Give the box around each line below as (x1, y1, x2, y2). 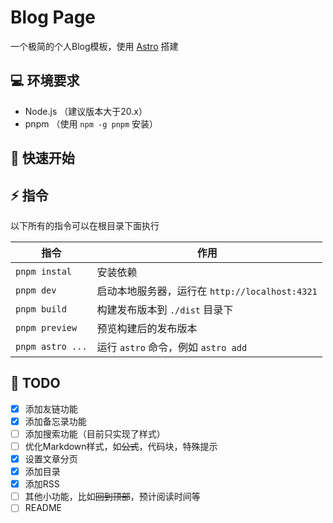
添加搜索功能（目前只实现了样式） (24, 427, 166, 440)
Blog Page (10, 6, 97, 29)
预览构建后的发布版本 (96, 321, 198, 335)
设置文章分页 (24, 453, 78, 465)
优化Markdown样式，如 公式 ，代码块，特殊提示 (24, 440, 218, 452)
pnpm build (15, 303, 67, 315)
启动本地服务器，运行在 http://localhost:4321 (96, 284, 318, 298)
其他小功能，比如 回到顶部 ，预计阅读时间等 (24, 491, 201, 503)
